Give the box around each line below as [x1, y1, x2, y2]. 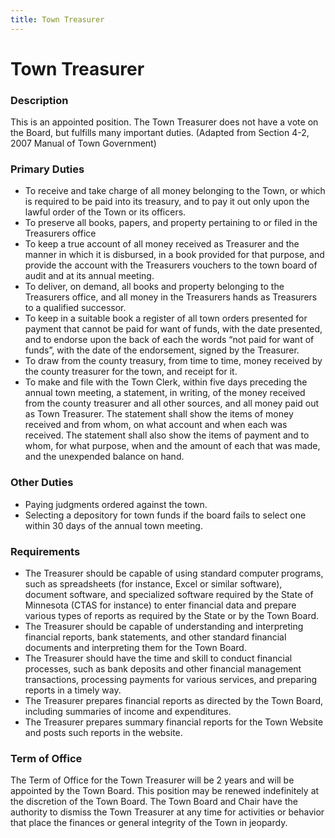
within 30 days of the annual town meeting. [24, 519, 203, 531]
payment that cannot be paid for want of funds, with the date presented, [24, 323, 323, 335]
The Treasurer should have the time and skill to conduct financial [24, 652, 293, 664]
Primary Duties [10, 162, 85, 176]
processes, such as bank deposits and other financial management [24, 663, 302, 675]
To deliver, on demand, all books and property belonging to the [24, 281, 285, 293]
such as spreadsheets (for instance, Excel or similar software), [24, 578, 283, 590]
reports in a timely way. [24, 684, 122, 696]
